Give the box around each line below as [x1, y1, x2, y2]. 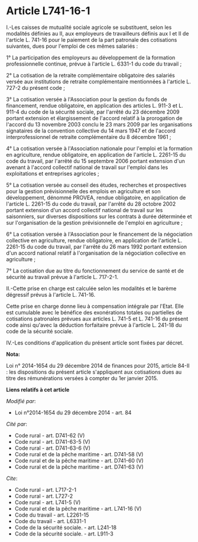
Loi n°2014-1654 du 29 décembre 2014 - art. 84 [14, 409, 132, 416]
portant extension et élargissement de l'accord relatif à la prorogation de [6, 114, 183, 122]
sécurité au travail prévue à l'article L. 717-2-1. [6, 273, 119, 280]
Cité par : [6, 420, 28, 427]
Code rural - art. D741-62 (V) [14, 431, 85, 439]
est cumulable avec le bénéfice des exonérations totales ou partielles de [6, 309, 183, 316]
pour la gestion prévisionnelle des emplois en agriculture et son [6, 187, 161, 194]
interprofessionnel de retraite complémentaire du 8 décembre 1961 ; [6, 133, 171, 140]
